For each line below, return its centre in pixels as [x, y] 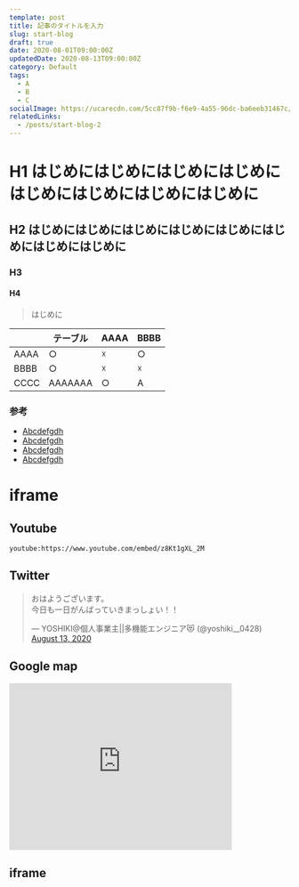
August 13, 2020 [61, 638]
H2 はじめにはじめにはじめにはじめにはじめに [136, 229]
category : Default [43, 68]
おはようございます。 [70, 598]
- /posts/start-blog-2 [59, 125]
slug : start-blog [41, 34]
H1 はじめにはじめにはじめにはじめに [145, 172]
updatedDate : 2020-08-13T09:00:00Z [75, 59]
